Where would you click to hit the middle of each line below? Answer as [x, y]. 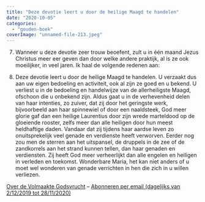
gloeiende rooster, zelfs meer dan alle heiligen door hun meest [94, 122]
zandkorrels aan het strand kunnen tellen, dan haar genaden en [95, 149]
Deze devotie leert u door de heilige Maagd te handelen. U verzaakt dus [106, 77]
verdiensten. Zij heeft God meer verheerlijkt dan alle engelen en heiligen [106, 155]
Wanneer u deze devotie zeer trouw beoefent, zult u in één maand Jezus [107, 52]
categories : [21, 23]
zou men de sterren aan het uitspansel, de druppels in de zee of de [100, 142]
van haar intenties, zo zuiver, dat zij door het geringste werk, [91, 103]
